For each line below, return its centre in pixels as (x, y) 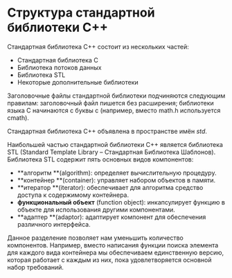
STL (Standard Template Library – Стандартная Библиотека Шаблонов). (111, 152)
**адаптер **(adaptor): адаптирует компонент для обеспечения (111, 217)
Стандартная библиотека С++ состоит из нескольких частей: (98, 46)
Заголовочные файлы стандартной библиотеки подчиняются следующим (116, 96)
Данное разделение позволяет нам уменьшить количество (95, 238)
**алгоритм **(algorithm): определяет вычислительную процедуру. (117, 173)
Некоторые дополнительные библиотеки (78, 82)
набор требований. (36, 267)
